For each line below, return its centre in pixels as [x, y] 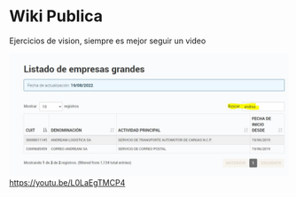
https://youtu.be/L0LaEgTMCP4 [67, 183]
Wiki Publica [56, 16]
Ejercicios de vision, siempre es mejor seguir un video [108, 41]
